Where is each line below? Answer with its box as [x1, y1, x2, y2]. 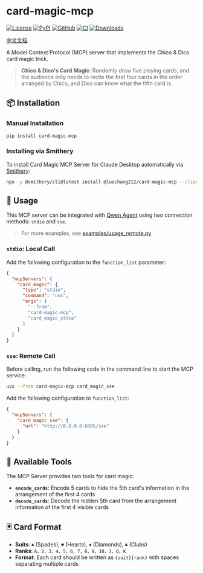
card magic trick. [6, 55, 48, 62]
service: [6, 372, 27, 379]
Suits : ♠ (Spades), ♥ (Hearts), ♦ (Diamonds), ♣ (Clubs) [14, 541, 148, 548]
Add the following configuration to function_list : [6, 394, 130, 402]
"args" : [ [22, 298, 47, 304]
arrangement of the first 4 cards [14, 491, 95, 498]
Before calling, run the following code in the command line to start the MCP [6, 365, 193, 373]
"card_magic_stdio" [28, 315, 77, 321]
